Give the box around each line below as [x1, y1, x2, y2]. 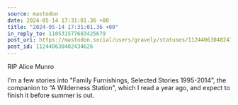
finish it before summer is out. [7, 91, 95, 99]
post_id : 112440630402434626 [7, 43, 93, 50]
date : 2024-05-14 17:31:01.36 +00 [7, 17, 110, 24]
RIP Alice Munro [7, 63, 55, 70]
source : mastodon [7, 10, 59, 18]
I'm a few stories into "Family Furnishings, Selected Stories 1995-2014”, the [7, 76, 227, 85]
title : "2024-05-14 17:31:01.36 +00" [7, 23, 119, 30]
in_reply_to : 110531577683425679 [7, 30, 106, 37]
